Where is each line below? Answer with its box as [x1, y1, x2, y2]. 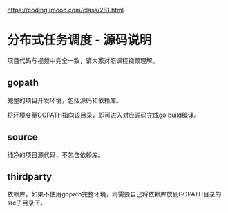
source [7, 131, 38, 143]
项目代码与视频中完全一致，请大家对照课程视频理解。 [7, 56, 159, 64]
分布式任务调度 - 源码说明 [7, 33, 152, 48]
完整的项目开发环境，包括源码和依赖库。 [7, 96, 122, 104]
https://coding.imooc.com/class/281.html [7, 6, 124, 14]
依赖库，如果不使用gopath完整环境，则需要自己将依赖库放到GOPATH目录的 [7, 190, 222, 198]
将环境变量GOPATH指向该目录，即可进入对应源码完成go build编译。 [7, 111, 200, 119]
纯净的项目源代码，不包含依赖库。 [7, 150, 104, 158]
